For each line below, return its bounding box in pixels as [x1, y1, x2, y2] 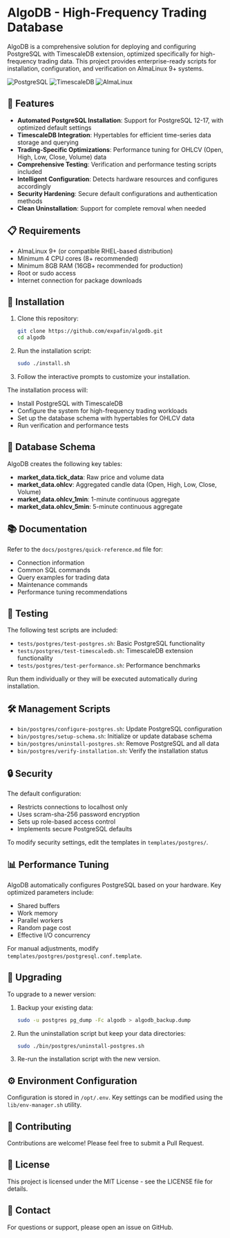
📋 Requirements [7, 225, 81, 237]
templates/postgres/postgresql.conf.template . [7, 951, 142, 960]
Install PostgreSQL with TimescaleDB [17, 399, 123, 407]
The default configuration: [7, 789, 82, 798]
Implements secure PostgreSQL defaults [17, 825, 133, 833]
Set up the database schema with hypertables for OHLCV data [17, 414, 195, 422]
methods [17, 197, 43, 205]
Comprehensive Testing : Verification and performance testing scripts [17, 160, 217, 168]
